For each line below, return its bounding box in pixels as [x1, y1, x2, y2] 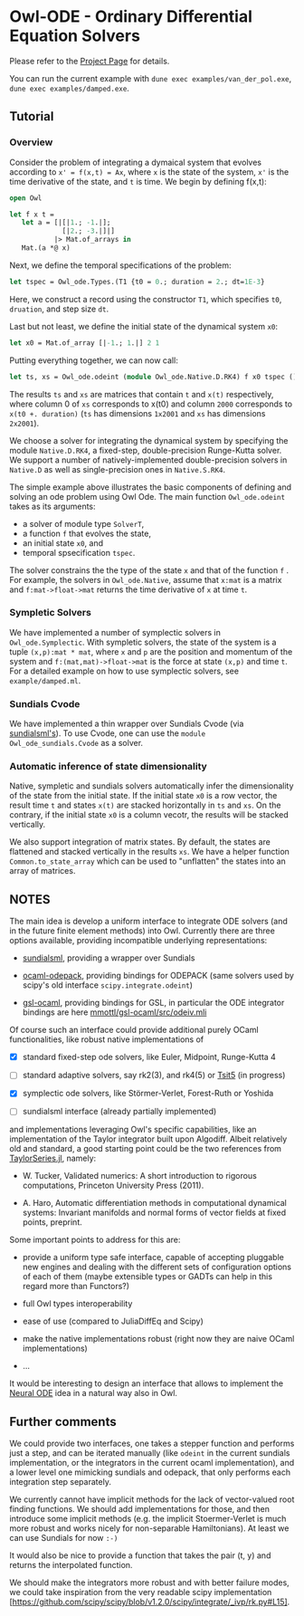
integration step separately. [9, 1477, 111, 1487]
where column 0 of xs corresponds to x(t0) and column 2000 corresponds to [9, 398, 292, 409]
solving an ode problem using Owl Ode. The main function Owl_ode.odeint [9, 491, 286, 502]
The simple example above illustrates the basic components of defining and [9, 482, 292, 492]
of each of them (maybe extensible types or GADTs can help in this [22, 1271, 273, 1282]
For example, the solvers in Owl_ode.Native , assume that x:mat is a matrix [9, 574, 282, 585]
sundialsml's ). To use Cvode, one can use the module [9, 728, 206, 739]
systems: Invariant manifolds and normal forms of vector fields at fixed [22, 1207, 287, 1219]
